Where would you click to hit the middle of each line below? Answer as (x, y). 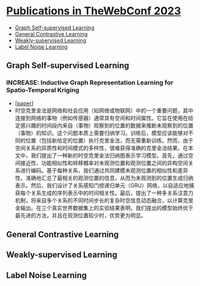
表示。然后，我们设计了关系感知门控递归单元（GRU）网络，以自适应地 (102, 185)
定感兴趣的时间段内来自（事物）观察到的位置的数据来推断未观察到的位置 (104, 125)
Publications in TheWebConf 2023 (94, 11)
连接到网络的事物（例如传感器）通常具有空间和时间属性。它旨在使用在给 (104, 118)
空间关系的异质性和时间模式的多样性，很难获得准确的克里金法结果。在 (101, 147)
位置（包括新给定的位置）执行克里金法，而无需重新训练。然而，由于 (109, 140)
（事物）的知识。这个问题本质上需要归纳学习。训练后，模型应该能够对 (101, 133)
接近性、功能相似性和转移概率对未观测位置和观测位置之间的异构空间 (104, 162)
